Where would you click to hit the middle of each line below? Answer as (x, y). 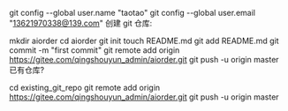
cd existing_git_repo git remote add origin (85, 88)
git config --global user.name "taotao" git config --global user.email (133, 13)
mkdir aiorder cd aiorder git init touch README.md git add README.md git (144, 41)
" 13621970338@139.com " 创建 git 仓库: (81, 23)
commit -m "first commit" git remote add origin (95, 50)
